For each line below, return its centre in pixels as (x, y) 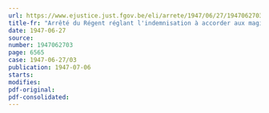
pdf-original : (32, 90)
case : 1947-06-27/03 (43, 60)
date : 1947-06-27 (37, 30)
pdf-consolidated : (39, 97)
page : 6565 (26, 53)
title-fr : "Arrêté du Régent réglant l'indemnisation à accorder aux (127, 23)
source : (21, 38)
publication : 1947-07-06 (50, 68)
